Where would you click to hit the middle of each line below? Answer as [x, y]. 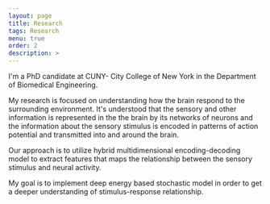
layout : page [30, 16]
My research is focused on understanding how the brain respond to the [127, 100]
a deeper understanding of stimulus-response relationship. [106, 192]
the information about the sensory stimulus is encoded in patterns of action [133, 126]
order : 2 [23, 46]
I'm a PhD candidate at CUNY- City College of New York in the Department [132, 76]
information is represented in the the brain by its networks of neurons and [131, 117]
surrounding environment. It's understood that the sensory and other [123, 109]
